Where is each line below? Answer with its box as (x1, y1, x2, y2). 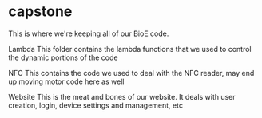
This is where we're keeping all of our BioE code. (8, 29, 169, 38)
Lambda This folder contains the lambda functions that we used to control (8, 44, 252, 53)
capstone (8, 2, 73, 21)
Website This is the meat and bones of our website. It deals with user (8, 92, 236, 101)
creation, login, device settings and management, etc (8, 100, 184, 110)
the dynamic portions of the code (8, 53, 118, 62)
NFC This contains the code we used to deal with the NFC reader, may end (8, 68, 255, 77)
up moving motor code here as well (8, 77, 125, 86)
